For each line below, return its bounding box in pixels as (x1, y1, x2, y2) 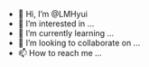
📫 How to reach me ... (17, 48, 102, 58)
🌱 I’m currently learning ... (17, 28, 115, 38)
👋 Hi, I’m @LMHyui (17, 9, 88, 19)
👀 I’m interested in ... (17, 18, 95, 29)
